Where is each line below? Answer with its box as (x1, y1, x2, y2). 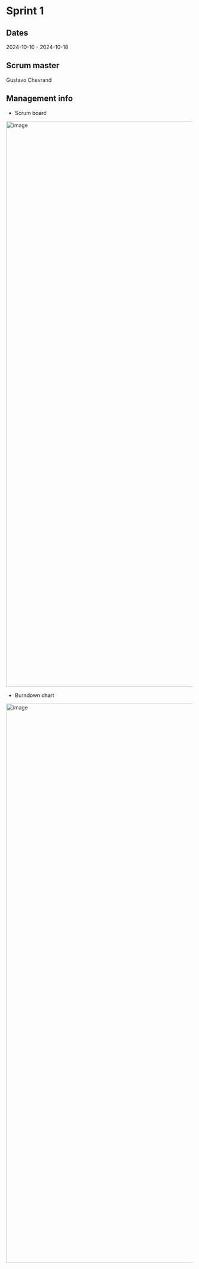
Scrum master (6, 60, 60, 71)
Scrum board (14, 109, 47, 116)
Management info (6, 94, 73, 104)
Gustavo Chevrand (6, 76, 52, 84)
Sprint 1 (6, 4, 44, 18)
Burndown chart (14, 692, 54, 699)
